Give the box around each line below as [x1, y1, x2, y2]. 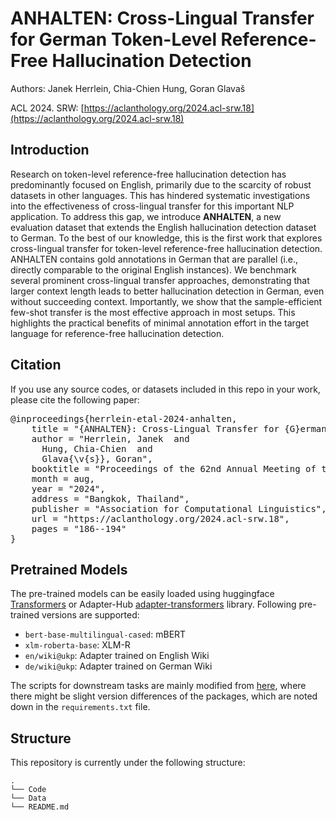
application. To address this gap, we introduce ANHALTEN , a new [10, 210, 282, 222]
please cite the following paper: [10, 393, 140, 406]
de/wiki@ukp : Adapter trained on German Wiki [24, 660, 213, 672]
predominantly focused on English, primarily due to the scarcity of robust [10, 178, 312, 191]
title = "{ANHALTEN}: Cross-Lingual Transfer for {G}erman [31, 423, 327, 434]
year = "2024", [31, 483, 106, 494]
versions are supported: [41, 609, 140, 621]
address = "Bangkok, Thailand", [31, 493, 190, 504]
